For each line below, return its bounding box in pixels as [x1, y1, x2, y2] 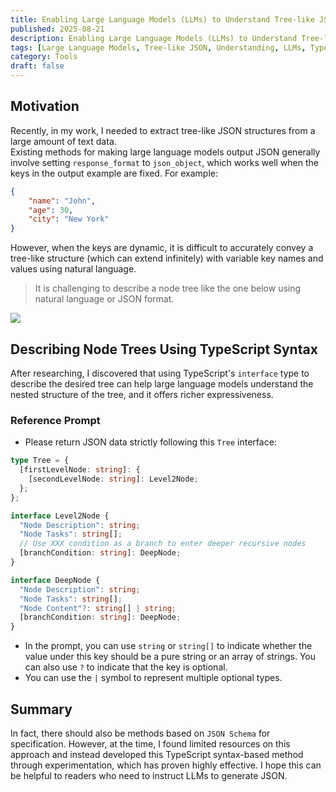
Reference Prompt [10, 413, 101, 427]
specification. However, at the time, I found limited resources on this [10, 737, 291, 750]
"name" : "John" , [28, 196, 97, 206]
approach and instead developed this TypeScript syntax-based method [10, 748, 304, 760]
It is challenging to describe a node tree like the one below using [34, 282, 302, 295]
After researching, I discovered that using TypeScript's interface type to [10, 367, 310, 379]
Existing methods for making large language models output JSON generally [10, 146, 321, 158]
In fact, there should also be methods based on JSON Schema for [10, 727, 271, 739]
